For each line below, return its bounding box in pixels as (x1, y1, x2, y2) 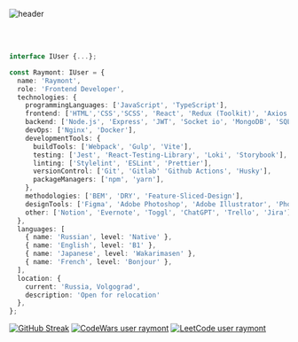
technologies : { (17, 93, 77, 102)
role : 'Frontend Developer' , (17, 84, 125, 93)
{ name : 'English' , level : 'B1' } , (25, 241, 157, 250)
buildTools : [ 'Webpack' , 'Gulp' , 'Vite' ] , (32, 142, 192, 151)
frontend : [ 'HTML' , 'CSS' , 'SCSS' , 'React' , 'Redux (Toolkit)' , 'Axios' (25, 109, 292, 119)
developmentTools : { (25, 134, 101, 143)
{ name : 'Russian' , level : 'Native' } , (25, 233, 173, 242)
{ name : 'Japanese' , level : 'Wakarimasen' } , (25, 249, 197, 259)
